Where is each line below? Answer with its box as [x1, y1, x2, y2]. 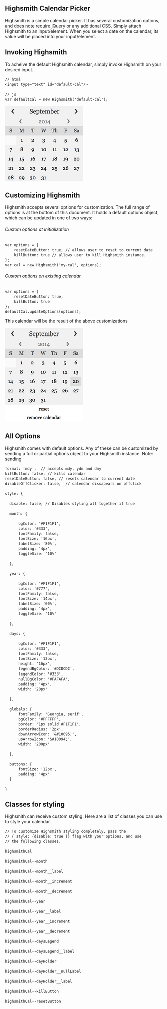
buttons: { [9, 761, 32, 767]
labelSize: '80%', [18, 541, 57, 546]
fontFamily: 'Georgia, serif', [18, 711, 84, 717]
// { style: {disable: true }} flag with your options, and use [5, 834, 142, 839]
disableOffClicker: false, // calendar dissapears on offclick [5, 481, 142, 486]
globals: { [9, 706, 32, 712]
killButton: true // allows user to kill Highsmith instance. [14, 252, 146, 257]
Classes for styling [5, 800, 65, 809]
